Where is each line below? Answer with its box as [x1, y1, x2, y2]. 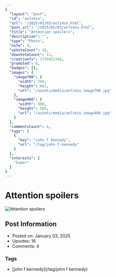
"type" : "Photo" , [9, 39, 45, 44]
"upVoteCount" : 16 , [9, 47, 49, 52]
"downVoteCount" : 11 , [9, 52, 53, 57]
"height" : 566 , [17, 106, 49, 111]
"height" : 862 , [17, 83, 49, 89]
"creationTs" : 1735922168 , [9, 57, 64, 62]
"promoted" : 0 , [9, 61, 40, 66]
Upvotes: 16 [12, 238, 36, 244]
